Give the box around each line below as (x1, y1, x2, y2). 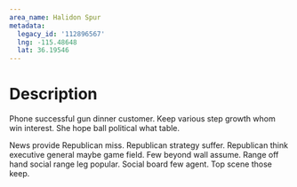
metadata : (9, 21, 46, 30)
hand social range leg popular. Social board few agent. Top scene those (9, 159, 273, 169)
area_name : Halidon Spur (9, 12, 101, 22)
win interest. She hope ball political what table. (9, 123, 181, 134)
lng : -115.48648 (17, 37, 77, 47)
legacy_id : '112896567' (17, 29, 105, 38)
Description (9, 84, 98, 105)
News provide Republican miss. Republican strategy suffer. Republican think (9, 140, 289, 151)
